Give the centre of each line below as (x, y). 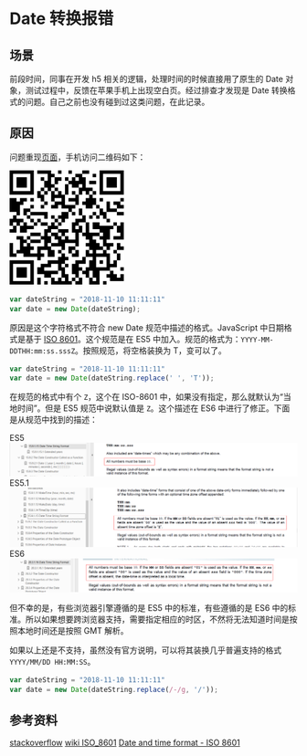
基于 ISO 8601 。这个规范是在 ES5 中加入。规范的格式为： (133, 339)
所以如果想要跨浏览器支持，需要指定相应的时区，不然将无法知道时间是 (157, 619)
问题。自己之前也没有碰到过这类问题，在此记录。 (117, 102)
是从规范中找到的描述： (53, 420)
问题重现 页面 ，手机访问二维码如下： (78, 157)
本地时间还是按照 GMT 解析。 (73, 630)
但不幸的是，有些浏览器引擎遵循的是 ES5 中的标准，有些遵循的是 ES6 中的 (149, 607)
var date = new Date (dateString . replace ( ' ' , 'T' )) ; (112, 378)
